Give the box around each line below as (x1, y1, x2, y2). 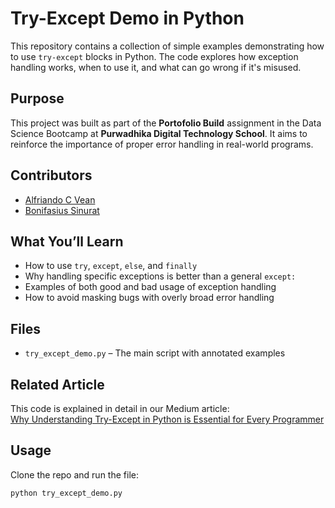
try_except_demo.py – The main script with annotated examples (24, 347, 286, 359)
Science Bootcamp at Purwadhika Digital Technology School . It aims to (10, 127, 308, 139)
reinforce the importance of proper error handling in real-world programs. (10, 138, 314, 150)
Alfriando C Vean (24, 193, 96, 206)
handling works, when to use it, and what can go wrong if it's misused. (10, 61, 302, 73)
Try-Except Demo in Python (10, 7, 245, 30)
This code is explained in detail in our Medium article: (10, 403, 230, 414)
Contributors (10, 167, 93, 184)
